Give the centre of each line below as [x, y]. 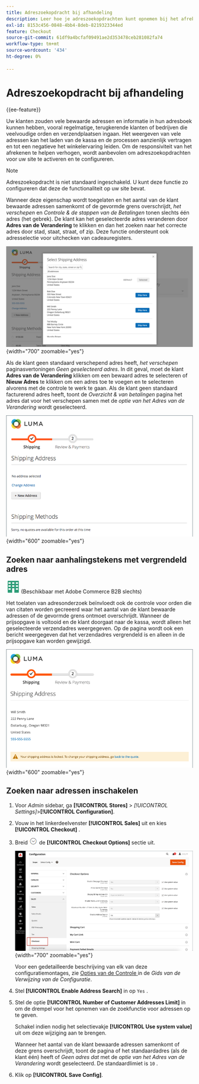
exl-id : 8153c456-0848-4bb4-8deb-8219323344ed [65, 25]
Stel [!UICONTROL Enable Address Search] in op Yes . [81, 991]
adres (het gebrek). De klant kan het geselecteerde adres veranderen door [97, 219]
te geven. [26, 1015]
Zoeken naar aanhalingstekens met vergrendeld [97, 560]
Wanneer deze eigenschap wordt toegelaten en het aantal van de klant [92, 200]
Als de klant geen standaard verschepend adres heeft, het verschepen [92, 363]
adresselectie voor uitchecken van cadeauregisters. [69, 237]
